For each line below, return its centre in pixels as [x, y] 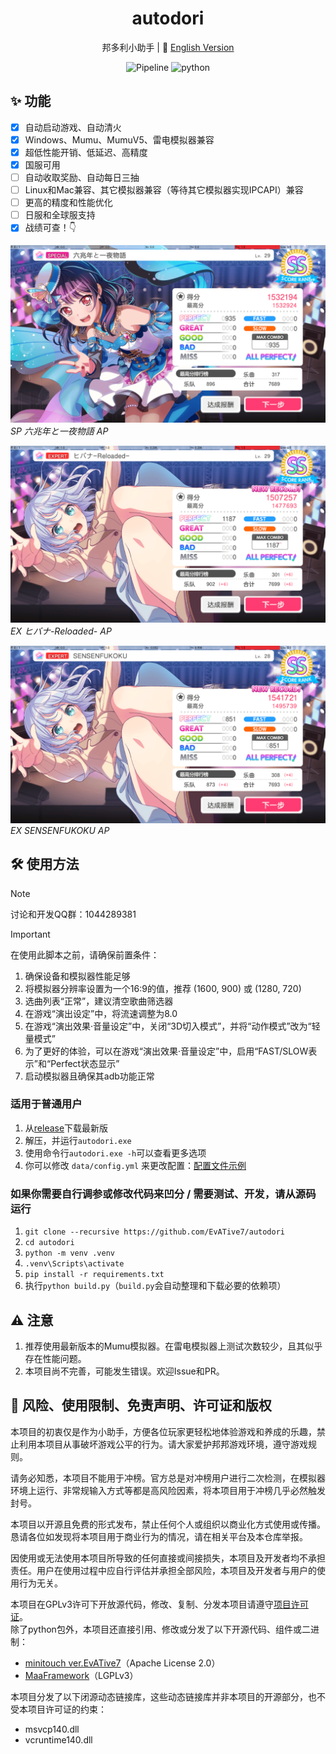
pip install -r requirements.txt [94, 1275]
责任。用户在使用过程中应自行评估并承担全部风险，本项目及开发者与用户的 [163, 1570]
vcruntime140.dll [58, 1739]
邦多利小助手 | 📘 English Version [168, 47]
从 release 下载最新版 [66, 1128]
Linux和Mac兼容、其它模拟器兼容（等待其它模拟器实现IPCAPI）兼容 [164, 190]
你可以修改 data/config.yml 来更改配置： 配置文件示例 [135, 1165]
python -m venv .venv [69, 1253]
